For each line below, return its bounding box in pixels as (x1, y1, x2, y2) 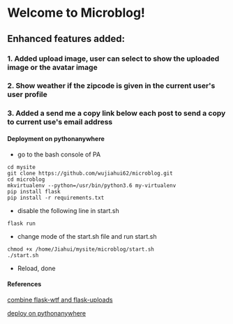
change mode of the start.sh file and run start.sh (17, 232, 157, 240)
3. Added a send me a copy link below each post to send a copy (7, 108, 226, 118)
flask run (7, 220, 36, 227)
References (7, 280, 42, 288)
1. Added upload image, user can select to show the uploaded (7, 54, 220, 64)
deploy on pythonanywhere (7, 309, 87, 317)
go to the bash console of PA (17, 150, 101, 159)
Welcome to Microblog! (7, 5, 145, 21)
